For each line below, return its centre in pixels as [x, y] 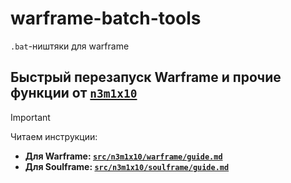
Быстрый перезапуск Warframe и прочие [146, 77]
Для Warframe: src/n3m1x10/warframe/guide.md [123, 156]
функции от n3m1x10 [74, 93]
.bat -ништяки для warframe [70, 46]
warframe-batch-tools [106, 18]
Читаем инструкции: [54, 136]
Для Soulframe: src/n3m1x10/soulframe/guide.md [127, 166]
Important [30, 117]
